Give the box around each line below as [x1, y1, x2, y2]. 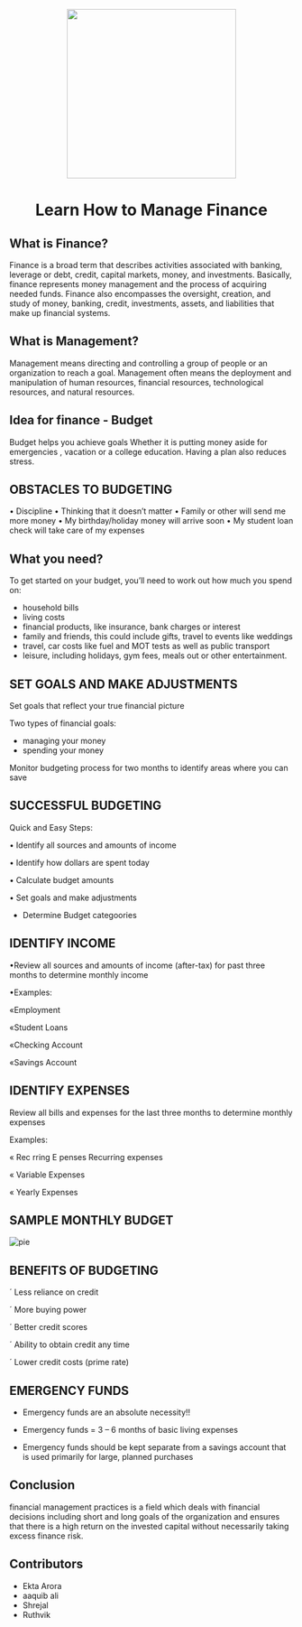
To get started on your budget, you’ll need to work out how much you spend [9, 575, 293, 586]
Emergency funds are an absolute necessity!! [22, 1407, 191, 1418]
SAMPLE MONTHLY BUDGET [9, 1213, 174, 1228]
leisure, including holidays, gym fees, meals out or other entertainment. [22, 650, 288, 661]
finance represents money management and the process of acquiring [9, 279, 268, 289]
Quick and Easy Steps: [9, 822, 93, 832]
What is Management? [9, 334, 140, 349]
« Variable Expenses [9, 1169, 86, 1180]
